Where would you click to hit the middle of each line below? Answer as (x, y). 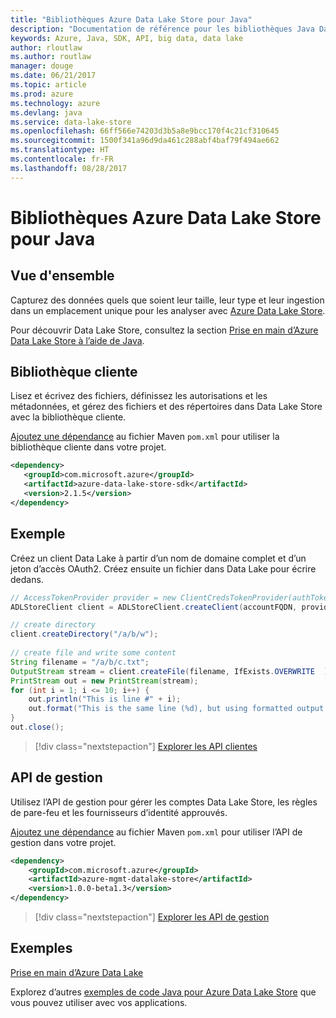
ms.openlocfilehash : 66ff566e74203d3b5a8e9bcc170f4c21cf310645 (145, 131)
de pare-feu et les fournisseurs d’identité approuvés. (119, 812)
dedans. (27, 579)
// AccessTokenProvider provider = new (93, 597)
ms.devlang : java (46, 112)
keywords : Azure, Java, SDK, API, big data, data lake (127, 38)
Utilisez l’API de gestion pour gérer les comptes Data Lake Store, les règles (164, 802)
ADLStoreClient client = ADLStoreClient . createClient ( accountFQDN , (154, 607)
